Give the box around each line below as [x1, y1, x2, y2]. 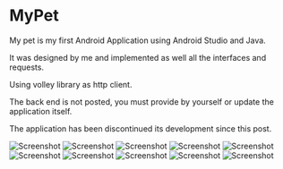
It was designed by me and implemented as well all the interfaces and [9, 52, 267, 63]
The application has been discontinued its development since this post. [9, 123, 272, 134]
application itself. [9, 106, 73, 116]
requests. [9, 62, 45, 72]
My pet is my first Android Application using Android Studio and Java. [9, 35, 266, 46]
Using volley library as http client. [9, 79, 133, 89]
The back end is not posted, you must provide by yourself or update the [9, 96, 275, 107]
